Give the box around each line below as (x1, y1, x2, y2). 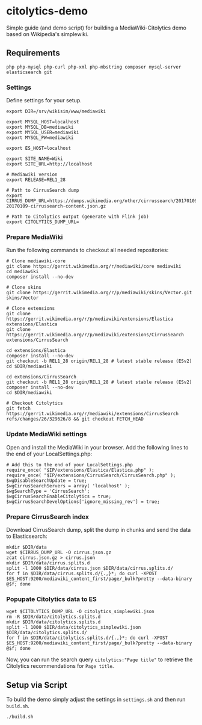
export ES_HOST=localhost (6, 146, 71, 152)
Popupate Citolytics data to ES (6, 594, 97, 603)
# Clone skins (6, 285, 42, 291)
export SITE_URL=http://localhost (6, 161, 93, 167)
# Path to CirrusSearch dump (6, 188, 79, 194)
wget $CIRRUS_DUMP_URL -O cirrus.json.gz (6, 549, 112, 555)
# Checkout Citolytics (6, 400, 63, 407)
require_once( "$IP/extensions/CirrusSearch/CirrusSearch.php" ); (6, 472, 176, 478)
